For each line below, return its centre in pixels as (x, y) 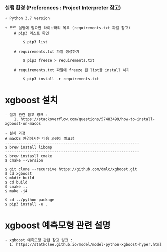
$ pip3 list (36, 42)
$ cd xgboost (19, 174)
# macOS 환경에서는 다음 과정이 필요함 (40, 139)
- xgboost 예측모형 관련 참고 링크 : (39, 240)
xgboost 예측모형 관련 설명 (58, 226)
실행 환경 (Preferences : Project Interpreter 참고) (63, 7)
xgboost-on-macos (23, 124)
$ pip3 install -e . (27, 204)
